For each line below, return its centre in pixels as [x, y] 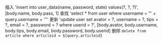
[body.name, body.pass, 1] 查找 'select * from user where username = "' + [81, 13]
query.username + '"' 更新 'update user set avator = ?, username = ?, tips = [82, 19]
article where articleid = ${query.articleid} [54, 36]
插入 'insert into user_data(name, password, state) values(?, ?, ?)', [72, 7]
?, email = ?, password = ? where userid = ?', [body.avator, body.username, [81, 25]
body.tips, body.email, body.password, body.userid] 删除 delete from [76, 31]
